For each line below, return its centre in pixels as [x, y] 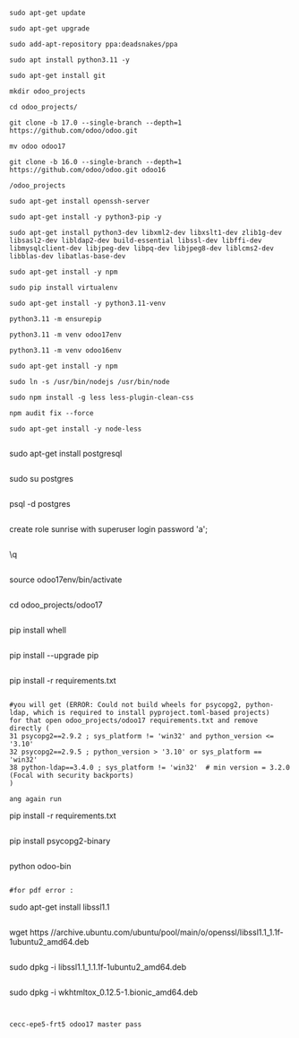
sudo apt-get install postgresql [66, 454]
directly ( [30, 728]
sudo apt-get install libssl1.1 [60, 907]
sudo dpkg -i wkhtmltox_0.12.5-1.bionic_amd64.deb [104, 992]
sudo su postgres [42, 479]
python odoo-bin [40, 866]
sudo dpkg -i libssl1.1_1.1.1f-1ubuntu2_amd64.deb [98, 967]
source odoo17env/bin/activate [66, 580]
